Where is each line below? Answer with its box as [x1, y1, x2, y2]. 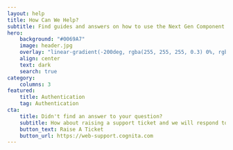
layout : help [7, 10, 45, 17]
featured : [7, 87, 36, 94]
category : [7, 74, 36, 82]
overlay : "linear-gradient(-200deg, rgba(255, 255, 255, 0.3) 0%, [19, 49, 216, 56]
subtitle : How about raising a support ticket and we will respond [19, 119, 218, 126]
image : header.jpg [19, 42, 73, 49]
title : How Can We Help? [7, 17, 79, 24]
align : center [19, 55, 60, 62]
